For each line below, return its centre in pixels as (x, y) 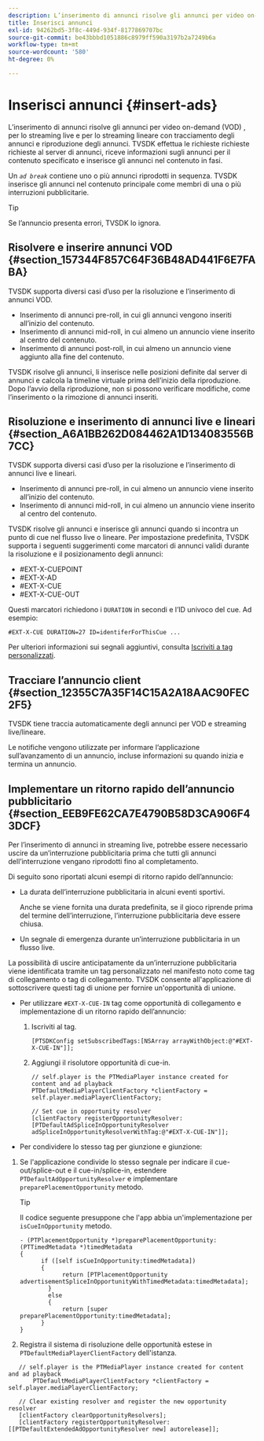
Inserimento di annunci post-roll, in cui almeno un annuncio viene (125, 348)
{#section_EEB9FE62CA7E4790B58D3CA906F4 (129, 813)
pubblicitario (40, 801)
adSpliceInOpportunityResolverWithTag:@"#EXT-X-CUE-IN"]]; (130, 1132)
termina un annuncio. (42, 764)
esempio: (23, 618)
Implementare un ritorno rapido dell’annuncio (121, 789)
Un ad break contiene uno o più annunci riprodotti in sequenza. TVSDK (123, 176)
